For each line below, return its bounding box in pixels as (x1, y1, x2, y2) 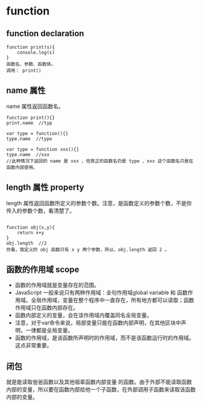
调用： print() (6, 68, 41, 74)
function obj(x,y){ (6, 224, 55, 230)
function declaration (6, 28, 84, 39)
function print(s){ (6, 44, 55, 50)
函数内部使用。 (6, 164, 38, 170)
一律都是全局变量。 (25, 327, 73, 334)
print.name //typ (6, 119, 52, 126)
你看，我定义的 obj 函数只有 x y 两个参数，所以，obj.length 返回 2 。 (6, 246, 170, 253)
